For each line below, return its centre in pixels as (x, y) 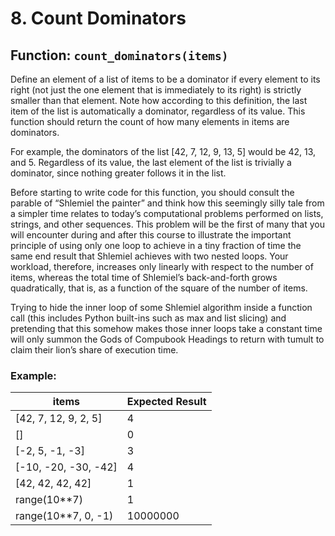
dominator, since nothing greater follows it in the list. (118, 173)
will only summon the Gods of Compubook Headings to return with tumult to (167, 339)
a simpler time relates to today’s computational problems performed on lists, (167, 213)
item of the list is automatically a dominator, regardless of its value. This (158, 111)
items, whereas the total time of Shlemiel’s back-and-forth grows (144, 277)
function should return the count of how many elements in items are (150, 121)
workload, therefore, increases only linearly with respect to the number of (162, 266)
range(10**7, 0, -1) (64, 516)
